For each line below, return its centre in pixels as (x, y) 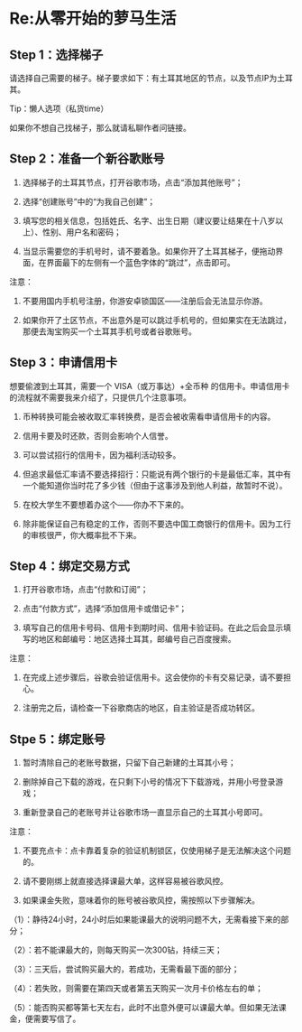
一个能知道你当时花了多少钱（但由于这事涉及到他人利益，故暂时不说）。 (155, 485)
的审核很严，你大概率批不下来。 (82, 535)
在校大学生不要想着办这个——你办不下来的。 (105, 504)
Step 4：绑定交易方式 (70, 567)
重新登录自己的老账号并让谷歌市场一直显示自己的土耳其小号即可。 (145, 813)
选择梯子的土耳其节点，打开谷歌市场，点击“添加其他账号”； (133, 182)
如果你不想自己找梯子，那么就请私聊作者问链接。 (100, 128)
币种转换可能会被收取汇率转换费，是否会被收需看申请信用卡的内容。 (149, 416)
